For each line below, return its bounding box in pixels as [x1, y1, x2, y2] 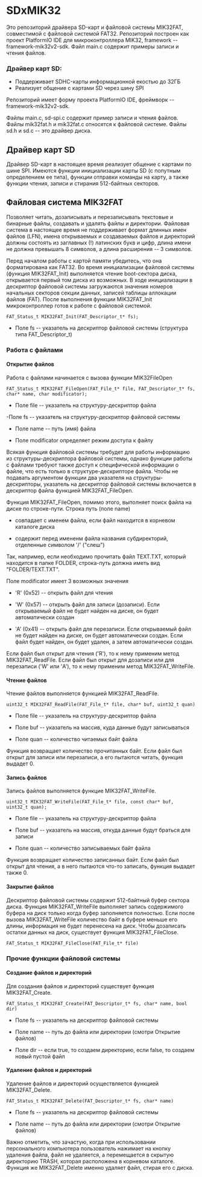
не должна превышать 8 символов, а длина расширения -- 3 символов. [6, 245, 193, 252]
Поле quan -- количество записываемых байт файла [14, 844, 151, 852]
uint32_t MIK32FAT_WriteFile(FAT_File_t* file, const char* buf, [6, 799, 174, 805]
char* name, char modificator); [6, 391, 87, 397]
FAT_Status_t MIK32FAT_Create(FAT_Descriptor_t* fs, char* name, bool [6, 1000, 188, 1007]
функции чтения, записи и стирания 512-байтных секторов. [6, 180, 160, 187]
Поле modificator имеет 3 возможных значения [6, 577, 128, 584]
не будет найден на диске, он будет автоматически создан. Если [14, 631, 183, 639]
